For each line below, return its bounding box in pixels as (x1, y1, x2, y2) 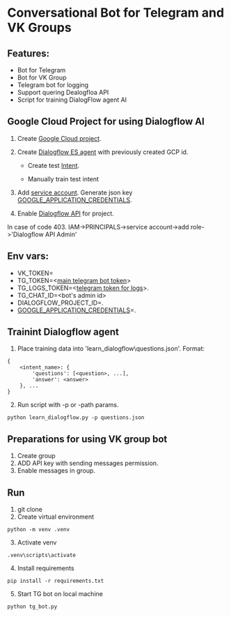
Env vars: (7, 250, 49, 262)
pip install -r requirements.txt (7, 577, 104, 585)
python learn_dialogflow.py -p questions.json (7, 414, 145, 421)
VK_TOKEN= (17, 268, 54, 277)
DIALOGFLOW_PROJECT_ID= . (17, 298, 104, 307)
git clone (17, 505, 43, 514)
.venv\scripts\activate (7, 552, 77, 559)
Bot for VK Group (17, 73, 67, 82)
